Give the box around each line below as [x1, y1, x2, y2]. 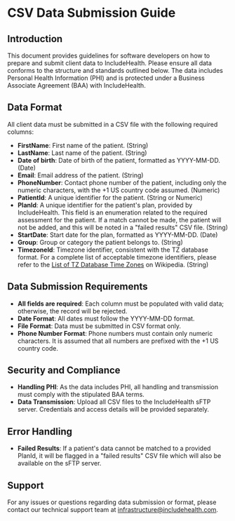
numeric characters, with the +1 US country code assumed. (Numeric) [17, 186, 220, 194]
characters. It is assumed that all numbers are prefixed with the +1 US [17, 337, 219, 345]
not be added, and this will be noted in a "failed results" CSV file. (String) [17, 223, 228, 231]
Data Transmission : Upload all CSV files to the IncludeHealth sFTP [17, 398, 211, 406]
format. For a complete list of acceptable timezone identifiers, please [17, 252, 217, 261]
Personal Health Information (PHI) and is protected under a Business [7, 74, 205, 82]
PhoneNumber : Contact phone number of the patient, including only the [17, 178, 227, 187]
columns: [7, 128, 34, 136]
